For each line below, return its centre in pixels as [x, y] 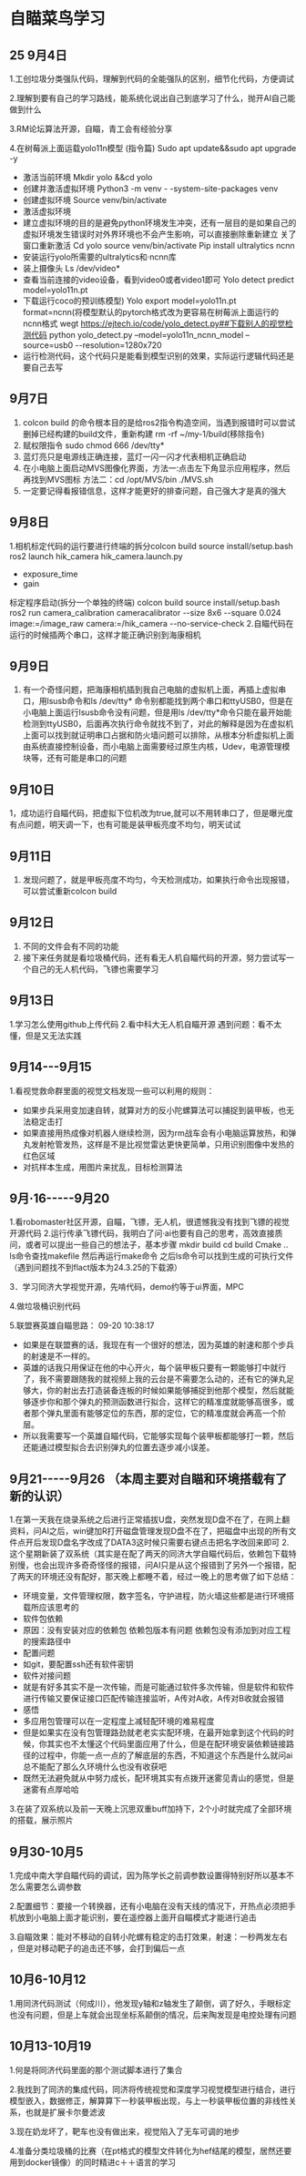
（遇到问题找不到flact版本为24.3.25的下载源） [96, 1268]
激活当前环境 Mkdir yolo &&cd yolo [87, 177]
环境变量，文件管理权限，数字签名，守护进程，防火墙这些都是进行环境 [154, 1596]
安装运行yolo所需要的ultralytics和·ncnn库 [99, 257]
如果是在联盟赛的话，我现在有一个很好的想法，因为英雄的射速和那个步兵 [158, 1345]
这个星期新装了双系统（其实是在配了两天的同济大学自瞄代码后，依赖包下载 [149, 1554]
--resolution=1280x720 [118, 345]
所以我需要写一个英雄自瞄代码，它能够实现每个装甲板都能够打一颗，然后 [158, 1436]
